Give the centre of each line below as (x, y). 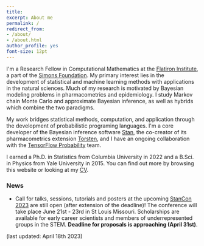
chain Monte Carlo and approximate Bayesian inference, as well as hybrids (100, 101)
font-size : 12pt (27, 52)
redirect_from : (26, 29)
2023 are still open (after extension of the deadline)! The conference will (106, 205)
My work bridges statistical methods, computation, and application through (100, 119)
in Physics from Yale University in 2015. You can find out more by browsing (100, 163)
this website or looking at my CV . (47, 169)
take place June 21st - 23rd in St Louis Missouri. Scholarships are (97, 212)
